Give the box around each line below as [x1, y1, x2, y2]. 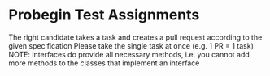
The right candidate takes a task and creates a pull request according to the [8, 32, 263, 42]
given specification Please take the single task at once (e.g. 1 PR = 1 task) [8, 40, 255, 50]
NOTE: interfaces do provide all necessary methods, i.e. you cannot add [8, 49, 250, 59]
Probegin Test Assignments [8, 6, 200, 24]
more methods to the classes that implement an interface [8, 58, 200, 68]
